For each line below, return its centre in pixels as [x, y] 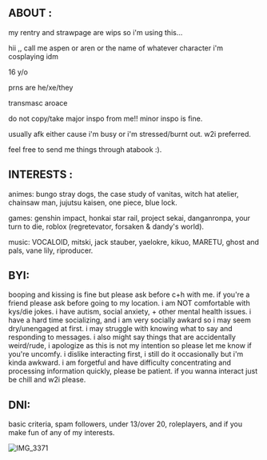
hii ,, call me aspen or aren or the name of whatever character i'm [116, 48]
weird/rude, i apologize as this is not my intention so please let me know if [130, 346]
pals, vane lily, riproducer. [51, 250]
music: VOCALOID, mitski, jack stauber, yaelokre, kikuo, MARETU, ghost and [134, 242]
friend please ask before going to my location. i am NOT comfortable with [129, 303]
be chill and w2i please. [47, 380]
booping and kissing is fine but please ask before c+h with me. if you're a [129, 294]
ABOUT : [30, 13]
